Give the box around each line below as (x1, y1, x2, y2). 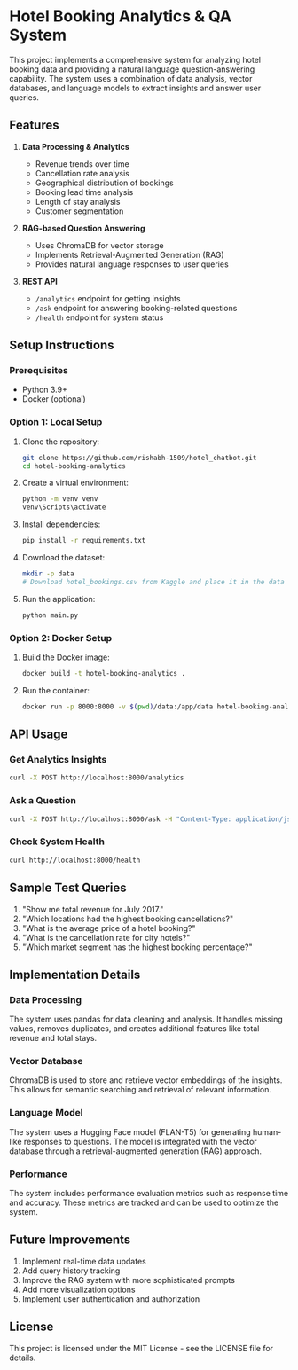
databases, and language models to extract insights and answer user (9, 82, 262, 93)
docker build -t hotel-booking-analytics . (21, 669, 186, 678)
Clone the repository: (21, 436, 100, 447)
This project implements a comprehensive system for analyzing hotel (9, 54, 262, 65)
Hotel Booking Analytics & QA (9, 6, 232, 27)
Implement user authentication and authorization (21, 1293, 200, 1304)
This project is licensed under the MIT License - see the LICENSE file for (9, 1343, 273, 1353)
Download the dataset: (21, 552, 106, 563)
